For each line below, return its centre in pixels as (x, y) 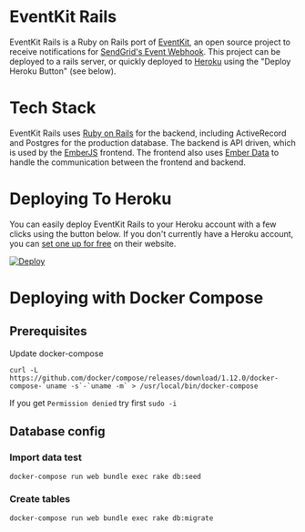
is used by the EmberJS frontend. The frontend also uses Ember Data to (144, 152)
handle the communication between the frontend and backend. (127, 162)
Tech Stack (53, 108)
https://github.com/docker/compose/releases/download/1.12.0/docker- (144, 378)
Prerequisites (48, 331)
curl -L (24, 370)
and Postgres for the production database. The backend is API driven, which (152, 142)
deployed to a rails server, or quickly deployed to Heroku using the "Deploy (150, 61)
